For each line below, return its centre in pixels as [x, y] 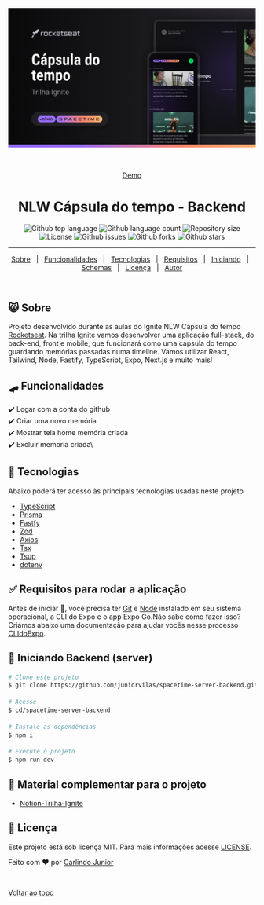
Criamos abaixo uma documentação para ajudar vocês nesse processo [123, 625]
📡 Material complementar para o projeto [107, 784]
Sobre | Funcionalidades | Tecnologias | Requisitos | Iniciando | [130, 259]
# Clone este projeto [44, 677]
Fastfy [30, 522]
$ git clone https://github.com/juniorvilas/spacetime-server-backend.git [133, 685]
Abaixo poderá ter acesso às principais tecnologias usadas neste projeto [126, 491]
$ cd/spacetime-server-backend [59, 710]
